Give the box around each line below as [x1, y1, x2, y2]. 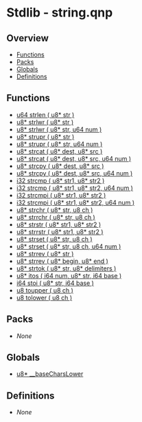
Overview [6, 32, 49, 44]
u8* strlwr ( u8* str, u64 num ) [16, 125, 102, 134]
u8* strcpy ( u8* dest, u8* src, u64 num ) [16, 169, 133, 177]
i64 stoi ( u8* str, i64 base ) [16, 279, 94, 287]
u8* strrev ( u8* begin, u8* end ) [16, 257, 109, 265]
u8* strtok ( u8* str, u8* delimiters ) [16, 264, 117, 273]
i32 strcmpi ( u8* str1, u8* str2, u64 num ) [16, 198, 135, 207]
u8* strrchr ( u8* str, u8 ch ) [16, 213, 95, 221]
